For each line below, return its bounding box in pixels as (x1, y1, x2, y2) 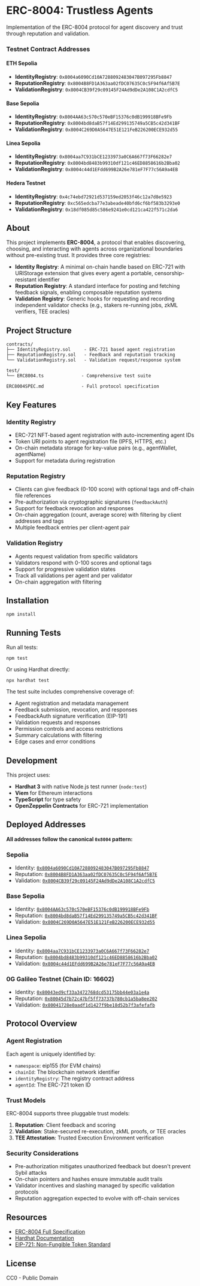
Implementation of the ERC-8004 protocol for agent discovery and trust (6, 23, 183, 31)
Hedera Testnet (6, 180, 46, 187)
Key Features (6, 400, 57, 410)
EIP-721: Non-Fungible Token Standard (14, 1241, 111, 1248)
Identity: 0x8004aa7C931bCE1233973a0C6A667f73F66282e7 (14, 947, 150, 954)
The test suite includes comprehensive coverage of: (6, 688, 135, 695)
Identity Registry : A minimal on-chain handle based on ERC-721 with (14, 263, 186, 270)
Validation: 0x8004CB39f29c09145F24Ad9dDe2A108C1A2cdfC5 (14, 877, 156, 884)
